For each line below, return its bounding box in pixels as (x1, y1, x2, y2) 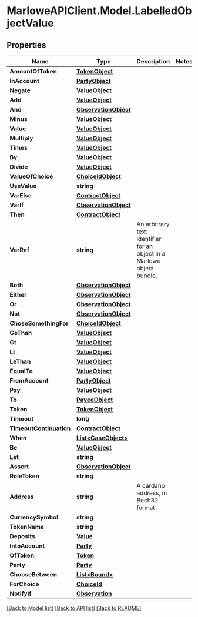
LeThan (9, 357, 31, 365)
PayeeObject (76, 395, 113, 404)
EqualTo (9, 367, 33, 375)
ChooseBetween (9, 571, 58, 578)
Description (136, 58, 170, 65)
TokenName (9, 523, 45, 531)
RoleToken (9, 472, 40, 480)
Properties (6, 40, 46, 50)
